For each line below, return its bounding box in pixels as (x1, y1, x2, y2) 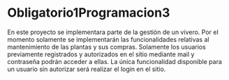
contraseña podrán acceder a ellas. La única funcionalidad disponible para (7, 57, 222, 65)
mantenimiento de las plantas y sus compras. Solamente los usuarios (7, 42, 206, 51)
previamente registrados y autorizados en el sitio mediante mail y (7, 50, 195, 58)
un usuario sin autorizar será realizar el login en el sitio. (7, 65, 166, 73)
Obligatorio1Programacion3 (7, 5, 170, 21)
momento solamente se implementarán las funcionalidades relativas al (7, 35, 209, 43)
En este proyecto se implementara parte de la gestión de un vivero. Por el (7, 28, 219, 36)
